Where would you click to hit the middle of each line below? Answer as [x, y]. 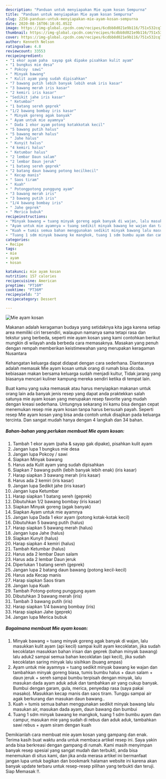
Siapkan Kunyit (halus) [35, 538]
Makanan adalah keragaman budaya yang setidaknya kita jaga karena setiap [83, 327]
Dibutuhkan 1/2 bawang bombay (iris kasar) [57, 501]
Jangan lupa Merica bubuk [40, 617]
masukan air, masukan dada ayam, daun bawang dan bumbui [75, 709]
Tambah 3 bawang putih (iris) [43, 601]
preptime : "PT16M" [24, 285]
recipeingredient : [24, 56]
